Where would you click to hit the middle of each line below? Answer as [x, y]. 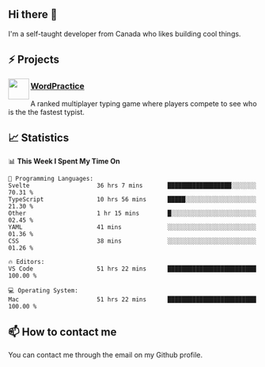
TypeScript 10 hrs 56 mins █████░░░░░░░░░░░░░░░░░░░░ [132, 200]
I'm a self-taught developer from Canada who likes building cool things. [125, 33]
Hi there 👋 [33, 15]
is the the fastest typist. [47, 112]
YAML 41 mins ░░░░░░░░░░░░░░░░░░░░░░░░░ [132, 227]
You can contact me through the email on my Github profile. [106, 355]
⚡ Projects [34, 60]
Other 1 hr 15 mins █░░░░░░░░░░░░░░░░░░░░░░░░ [132, 214]
